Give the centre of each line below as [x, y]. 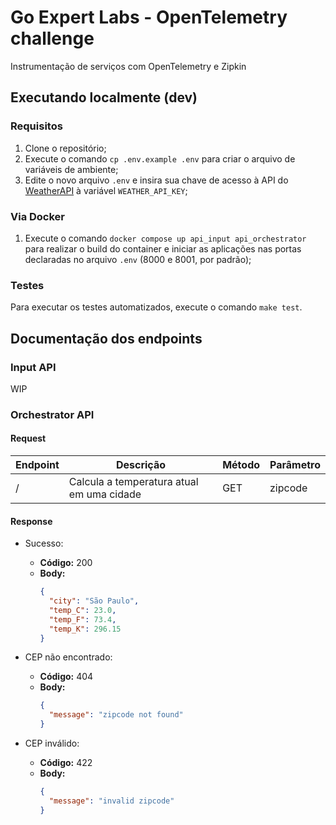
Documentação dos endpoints [106, 338]
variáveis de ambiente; [71, 169]
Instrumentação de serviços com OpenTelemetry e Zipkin [128, 66]
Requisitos [36, 126]
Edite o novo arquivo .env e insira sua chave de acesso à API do [156, 180]
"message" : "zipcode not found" [116, 715]
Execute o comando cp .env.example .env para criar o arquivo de [160, 158]
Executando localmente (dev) [104, 97]
